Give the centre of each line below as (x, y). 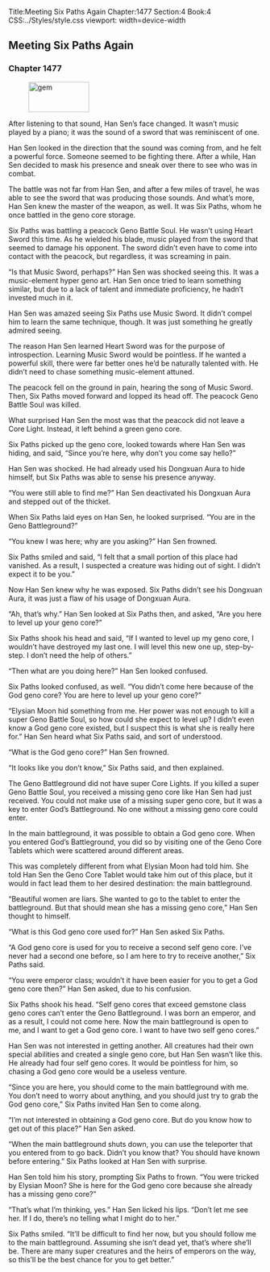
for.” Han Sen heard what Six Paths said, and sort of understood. (116, 736)
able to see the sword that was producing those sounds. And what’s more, (132, 198)
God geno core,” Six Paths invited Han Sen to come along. (105, 1104)
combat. (22, 174)
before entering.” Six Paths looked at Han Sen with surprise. (108, 1161)
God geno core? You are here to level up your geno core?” (105, 695)
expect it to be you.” (42, 574)
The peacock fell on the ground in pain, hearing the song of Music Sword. (131, 387)
